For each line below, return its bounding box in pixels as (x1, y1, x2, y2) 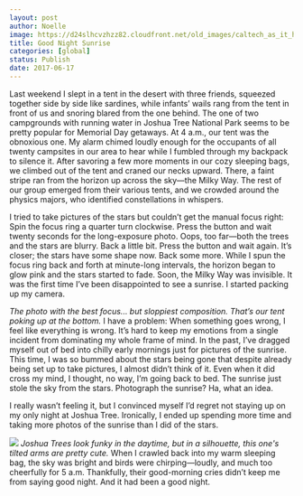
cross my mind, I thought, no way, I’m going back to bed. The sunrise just (9, 372, 282, 384)
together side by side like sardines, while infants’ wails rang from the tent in (9, 98, 290, 108)
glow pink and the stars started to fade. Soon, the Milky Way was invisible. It (9, 268, 293, 280)
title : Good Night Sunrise (9, 38, 111, 48)
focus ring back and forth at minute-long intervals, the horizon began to (9, 259, 276, 270)
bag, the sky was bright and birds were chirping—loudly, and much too (9, 457, 273, 468)
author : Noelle (9, 22, 67, 31)
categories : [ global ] (9, 47, 91, 56)
